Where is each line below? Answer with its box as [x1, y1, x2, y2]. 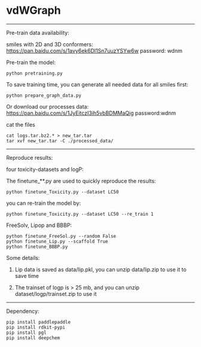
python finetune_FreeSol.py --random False [6, 233, 117, 239]
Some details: [6, 254, 40, 261]
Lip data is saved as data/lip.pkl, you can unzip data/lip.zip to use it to [14, 265, 187, 273]
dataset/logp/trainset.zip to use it [14, 290, 97, 297]
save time [14, 272, 39, 279]
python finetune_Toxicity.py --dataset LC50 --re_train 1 [6, 211, 154, 217]
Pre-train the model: [6, 58, 56, 66]
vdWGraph [6, 4, 61, 17]
